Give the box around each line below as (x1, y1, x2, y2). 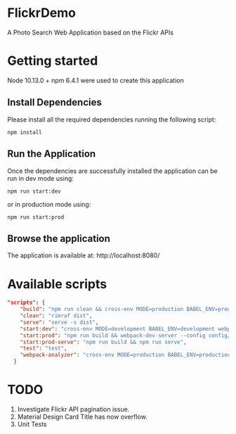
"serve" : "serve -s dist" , (20, 319, 99, 326)
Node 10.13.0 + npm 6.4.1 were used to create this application (7, 76, 184, 84)
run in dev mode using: (7, 174, 74, 182)
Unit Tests (17, 420, 47, 428)
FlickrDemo (7, 5, 76, 21)
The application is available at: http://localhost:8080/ (7, 251, 160, 260)
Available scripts (7, 276, 107, 292)
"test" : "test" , (20, 345, 68, 352)
